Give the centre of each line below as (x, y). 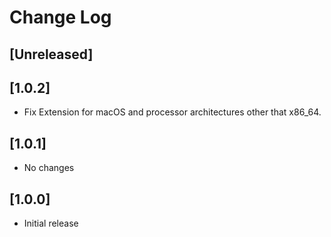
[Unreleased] (51, 54)
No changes (49, 168)
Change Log (60, 17)
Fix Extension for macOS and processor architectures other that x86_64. (172, 112)
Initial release (51, 223)
